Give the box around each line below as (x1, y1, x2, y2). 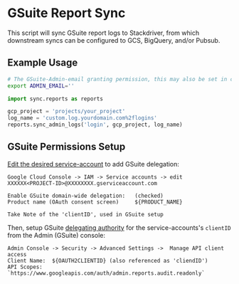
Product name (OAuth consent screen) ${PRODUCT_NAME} (7, 198, 183, 206)
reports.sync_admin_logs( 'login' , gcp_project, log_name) (7, 121, 183, 129)
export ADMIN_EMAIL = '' (7, 82, 75, 90)
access (7, 251, 27, 258)
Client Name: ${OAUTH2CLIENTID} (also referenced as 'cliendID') (7, 257, 208, 264)
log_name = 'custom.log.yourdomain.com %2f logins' (7, 115, 158, 122)
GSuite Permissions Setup (7, 141, 126, 153)
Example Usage (7, 57, 78, 69)
